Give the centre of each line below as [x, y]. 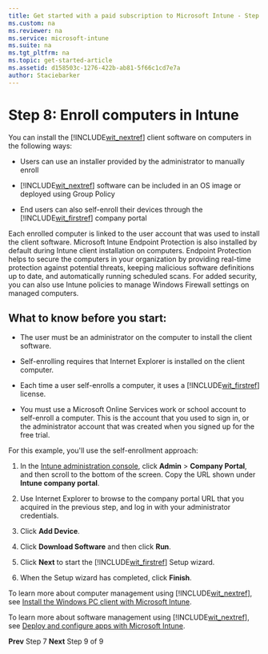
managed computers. [44, 293]
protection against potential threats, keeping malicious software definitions [131, 267]
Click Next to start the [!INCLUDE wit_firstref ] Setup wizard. [117, 563]
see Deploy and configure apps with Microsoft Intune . [97, 626]
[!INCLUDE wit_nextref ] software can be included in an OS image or [130, 185]
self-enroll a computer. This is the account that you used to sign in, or [134, 418]
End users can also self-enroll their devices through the [111, 209]
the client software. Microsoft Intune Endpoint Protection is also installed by [133, 242]
